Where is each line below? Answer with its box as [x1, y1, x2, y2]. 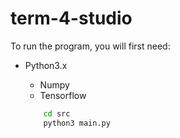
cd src [43, 108, 71, 119]
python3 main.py [43, 118, 111, 128]
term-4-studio [10, 7, 133, 30]
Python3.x [24, 59, 68, 71]
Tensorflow [39, 89, 87, 101]
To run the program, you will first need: [10, 40, 171, 52]
